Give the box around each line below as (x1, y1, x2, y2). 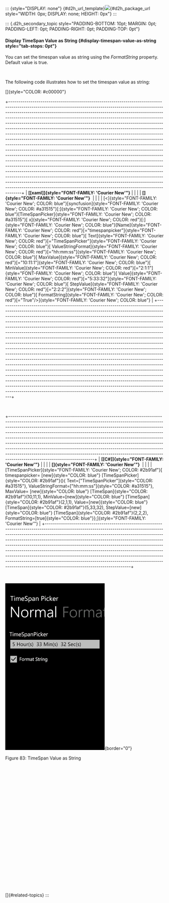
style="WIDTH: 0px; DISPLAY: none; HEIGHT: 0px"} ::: (5, 11, 117, 17)
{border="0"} (105, 745, 132, 751)
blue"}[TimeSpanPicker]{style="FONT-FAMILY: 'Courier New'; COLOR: (5, 211, 152, 217)
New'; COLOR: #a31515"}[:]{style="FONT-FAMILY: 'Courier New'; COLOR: (5, 206, 158, 212)
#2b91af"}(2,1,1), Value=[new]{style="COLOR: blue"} (39, 499, 148, 505)
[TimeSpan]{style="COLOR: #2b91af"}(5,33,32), (5, 505, 105, 511)
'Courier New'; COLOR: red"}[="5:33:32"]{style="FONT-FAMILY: (23, 276, 157, 282)
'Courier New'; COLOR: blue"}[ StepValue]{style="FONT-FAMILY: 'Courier (5, 281, 158, 287)
